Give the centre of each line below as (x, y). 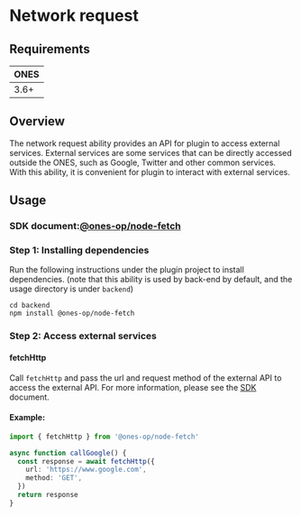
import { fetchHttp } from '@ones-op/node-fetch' (105, 437)
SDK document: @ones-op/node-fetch (96, 226)
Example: (27, 418)
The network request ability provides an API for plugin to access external (145, 143)
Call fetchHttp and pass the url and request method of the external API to (146, 378)
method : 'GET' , (54, 478)
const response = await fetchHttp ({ (86, 461)
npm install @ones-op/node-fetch (72, 313)
